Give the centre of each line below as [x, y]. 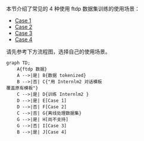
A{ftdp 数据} [32, 69]
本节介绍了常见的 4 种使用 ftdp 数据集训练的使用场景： [73, 9]
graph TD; [18, 63]
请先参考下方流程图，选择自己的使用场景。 [58, 52]
